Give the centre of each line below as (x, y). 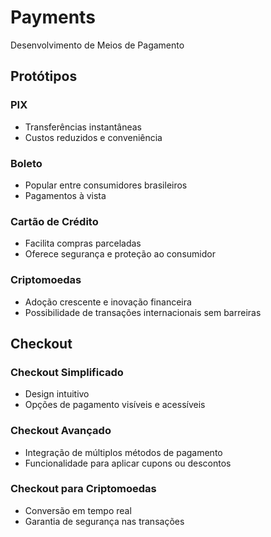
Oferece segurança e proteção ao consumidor (120, 254)
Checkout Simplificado (67, 372)
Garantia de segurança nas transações (104, 521)
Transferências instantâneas (83, 127)
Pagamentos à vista (65, 195)
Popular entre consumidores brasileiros (106, 185)
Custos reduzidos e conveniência (93, 137)
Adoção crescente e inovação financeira (108, 302)
